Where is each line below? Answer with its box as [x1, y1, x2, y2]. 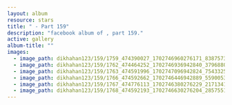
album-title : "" [7, 42, 54, 49]
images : [7, 49, 30, 56]
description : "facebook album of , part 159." [7, 29, 144, 37]
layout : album [7, 10, 48, 17]
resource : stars [7, 17, 54, 23]
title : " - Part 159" [7, 23, 70, 30]
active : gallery [7, 36, 54, 43]
